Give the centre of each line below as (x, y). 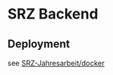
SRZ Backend (53, 14)
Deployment (39, 44)
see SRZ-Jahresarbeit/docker (56, 63)
